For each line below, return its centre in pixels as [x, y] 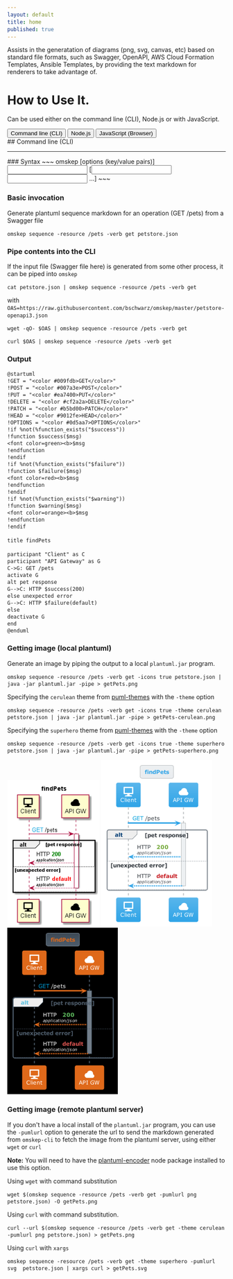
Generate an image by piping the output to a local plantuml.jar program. [111, 663]
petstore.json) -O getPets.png [52, 1201]
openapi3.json [28, 316]
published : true [31, 29]
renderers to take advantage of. [52, 72]
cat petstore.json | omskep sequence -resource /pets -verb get [102, 287]
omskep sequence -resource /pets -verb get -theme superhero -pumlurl [111, 1261]
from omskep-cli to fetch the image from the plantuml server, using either [112, 1139]
